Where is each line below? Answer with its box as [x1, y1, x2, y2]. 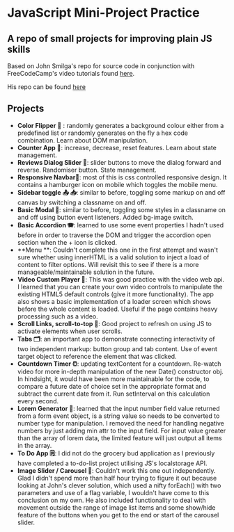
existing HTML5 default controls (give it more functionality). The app [17, 290, 214, 298]
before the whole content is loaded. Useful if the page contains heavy [17, 305, 218, 313]
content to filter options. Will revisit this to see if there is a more [17, 260, 200, 268]
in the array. [17, 441, 52, 449]
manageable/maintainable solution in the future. [17, 268, 155, 276]
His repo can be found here [7, 83, 86, 91]
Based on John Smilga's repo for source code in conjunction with [7, 62, 195, 70]
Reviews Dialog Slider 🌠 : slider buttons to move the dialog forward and [17, 158, 221, 166]
